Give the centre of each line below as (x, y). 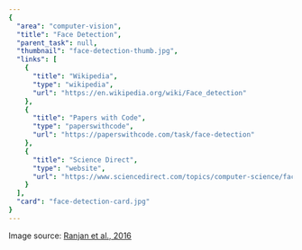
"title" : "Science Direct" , (85, 160)
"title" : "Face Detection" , (69, 34)
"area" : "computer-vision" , (69, 26)
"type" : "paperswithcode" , (83, 127)
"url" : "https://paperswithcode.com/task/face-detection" (143, 135)
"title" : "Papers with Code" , (89, 118)
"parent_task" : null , (57, 43)
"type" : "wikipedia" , (73, 85)
